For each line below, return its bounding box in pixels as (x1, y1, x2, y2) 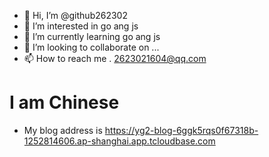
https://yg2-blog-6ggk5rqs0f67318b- (104, 124, 259, 136)
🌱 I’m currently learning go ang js (23, 31, 161, 42)
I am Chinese (9, 91, 120, 114)
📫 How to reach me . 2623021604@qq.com (23, 53, 207, 64)
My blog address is (23, 124, 103, 136)
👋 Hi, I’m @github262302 (23, 10, 128, 21)
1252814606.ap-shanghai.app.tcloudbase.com (23, 135, 216, 147)
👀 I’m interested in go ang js (23, 20, 139, 32)
